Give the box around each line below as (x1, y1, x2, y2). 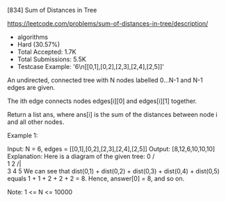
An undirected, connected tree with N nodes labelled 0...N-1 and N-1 (7, 76, 203, 84)
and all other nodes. (7, 118, 65, 126)
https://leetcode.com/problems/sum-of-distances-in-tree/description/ (7, 20, 209, 27)
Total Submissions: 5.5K (17, 55, 87, 63)
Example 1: (7, 132, 38, 139)
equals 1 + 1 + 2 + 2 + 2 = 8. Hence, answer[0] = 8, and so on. (7, 174, 185, 182)
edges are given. (7, 84, 56, 91)
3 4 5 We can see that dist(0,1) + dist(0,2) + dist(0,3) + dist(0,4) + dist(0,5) (7, 167, 220, 175)
